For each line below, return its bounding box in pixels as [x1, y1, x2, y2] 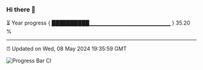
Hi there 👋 [6, 5, 36, 14]
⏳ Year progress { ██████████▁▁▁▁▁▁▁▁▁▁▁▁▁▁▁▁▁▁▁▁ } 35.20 [6, 19, 190, 26]
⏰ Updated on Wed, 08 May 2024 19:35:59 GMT [6, 45, 127, 53]
